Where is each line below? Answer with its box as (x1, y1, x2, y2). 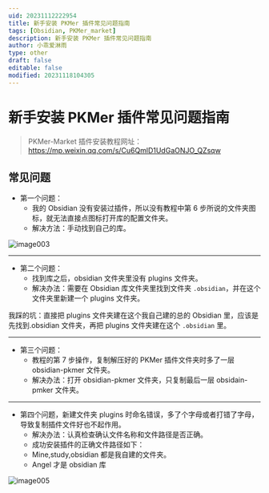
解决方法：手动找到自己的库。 (31, 224, 130, 233)
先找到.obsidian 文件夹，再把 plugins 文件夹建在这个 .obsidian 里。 (8, 321, 231, 330)
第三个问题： (19, 346, 62, 355)
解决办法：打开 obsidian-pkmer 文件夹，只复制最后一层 (31, 375, 215, 385)
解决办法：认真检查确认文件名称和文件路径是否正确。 (31, 430, 208, 439)
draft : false (8, 57, 52, 65)
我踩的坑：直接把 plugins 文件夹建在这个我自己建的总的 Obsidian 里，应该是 (8, 310, 259, 321)
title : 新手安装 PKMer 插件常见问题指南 (8, 19, 130, 27)
